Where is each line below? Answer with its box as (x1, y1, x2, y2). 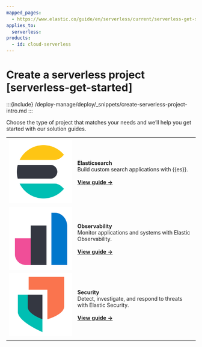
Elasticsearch (77, 159, 112, 167)
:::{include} (6, 100, 34, 108)
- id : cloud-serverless (11, 41, 71, 48)
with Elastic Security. (77, 301, 129, 309)
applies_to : (6, 22, 36, 28)
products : (6, 35, 31, 41)
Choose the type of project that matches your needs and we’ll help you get (6, 118, 192, 126)
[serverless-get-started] (6, 81, 133, 94)
